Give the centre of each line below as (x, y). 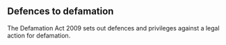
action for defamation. (39, 35)
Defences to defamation (60, 11)
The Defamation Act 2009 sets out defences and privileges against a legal (114, 28)
